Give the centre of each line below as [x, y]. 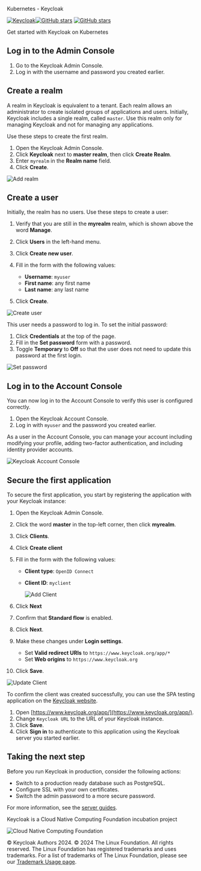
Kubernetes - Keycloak [35, 9]
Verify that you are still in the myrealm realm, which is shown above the [104, 224]
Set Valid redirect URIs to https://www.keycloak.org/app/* [97, 653]
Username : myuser [48, 277]
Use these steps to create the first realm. [57, 136]
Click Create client [39, 548]
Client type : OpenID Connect [59, 571]
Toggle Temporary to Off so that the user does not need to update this [103, 349]
